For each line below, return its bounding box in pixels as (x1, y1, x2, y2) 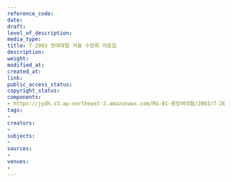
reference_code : (7, 10, 54, 17)
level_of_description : (7, 29, 72, 37)
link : (7, 74, 23, 82)
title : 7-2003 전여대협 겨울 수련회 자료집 (7, 42, 117, 49)
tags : (7, 107, 23, 113)
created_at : (7, 68, 41, 75)
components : (7, 94, 41, 101)
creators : (7, 119, 36, 127)
